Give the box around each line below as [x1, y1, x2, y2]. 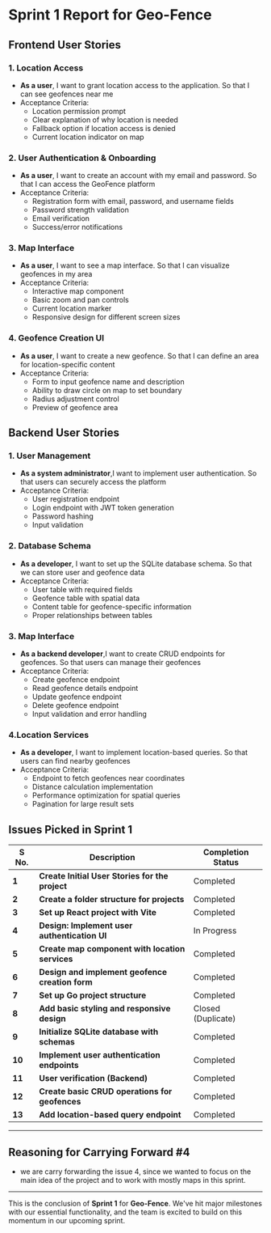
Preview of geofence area [31, 402, 119, 412]
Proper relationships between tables [31, 610, 153, 620]
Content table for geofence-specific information [31, 601, 192, 612]
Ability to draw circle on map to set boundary [31, 385, 182, 395]
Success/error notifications [31, 222, 123, 232]
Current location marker [31, 303, 112, 313]
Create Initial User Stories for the [39, 871, 169, 882]
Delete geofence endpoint [31, 701, 119, 710]
